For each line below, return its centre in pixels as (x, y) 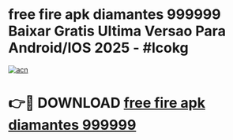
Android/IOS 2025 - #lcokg (99, 48)
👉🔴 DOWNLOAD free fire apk (107, 103)
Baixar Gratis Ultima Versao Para (117, 31)
